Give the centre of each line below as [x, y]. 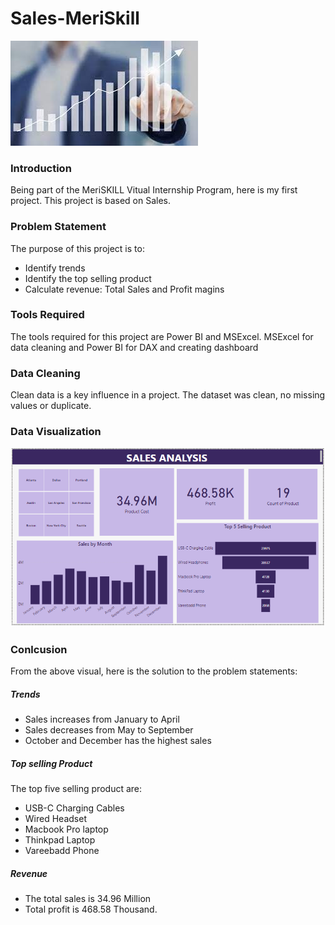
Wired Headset [55, 819]
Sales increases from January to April [102, 719]
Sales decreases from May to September [109, 730]
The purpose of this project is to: [77, 248]
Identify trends [55, 268]
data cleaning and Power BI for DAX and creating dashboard [134, 347]
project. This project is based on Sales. [90, 201]
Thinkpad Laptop [60, 840]
